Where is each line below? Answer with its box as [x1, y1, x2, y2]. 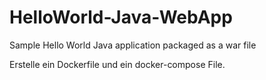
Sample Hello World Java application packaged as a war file [9, 39, 257, 51]
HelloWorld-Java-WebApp [9, 6, 233, 29]
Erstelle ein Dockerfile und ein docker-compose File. [9, 58, 226, 70]
